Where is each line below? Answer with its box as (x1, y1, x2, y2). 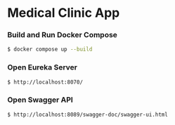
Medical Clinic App (7, 5, 120, 21)
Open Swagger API (7, 95, 74, 105)
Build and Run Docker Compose (7, 30, 118, 40)
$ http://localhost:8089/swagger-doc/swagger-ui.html (7, 111, 169, 118)
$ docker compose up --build (7, 46, 93, 53)
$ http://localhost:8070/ (7, 79, 83, 86)
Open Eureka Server (7, 63, 78, 72)
